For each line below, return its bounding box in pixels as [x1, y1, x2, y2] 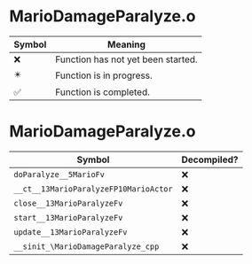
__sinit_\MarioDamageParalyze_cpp [13, 241, 160, 252]
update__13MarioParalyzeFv [13, 227, 128, 237]
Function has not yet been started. [54, 53, 198, 66]
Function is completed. [54, 86, 151, 98]
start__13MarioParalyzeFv [13, 213, 123, 222]
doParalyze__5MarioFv [13, 169, 105, 179]
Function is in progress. [54, 69, 153, 82]
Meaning [107, 38, 146, 50]
